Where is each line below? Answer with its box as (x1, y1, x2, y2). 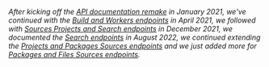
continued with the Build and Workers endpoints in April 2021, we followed (8, 15, 256, 25)
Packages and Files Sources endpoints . (8, 50, 141, 59)
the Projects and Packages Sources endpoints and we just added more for (8, 41, 257, 51)
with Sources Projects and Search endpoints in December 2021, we (8, 24, 233, 33)
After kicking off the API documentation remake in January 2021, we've (8, 7, 246, 16)
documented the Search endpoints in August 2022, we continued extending (8, 32, 261, 42)
